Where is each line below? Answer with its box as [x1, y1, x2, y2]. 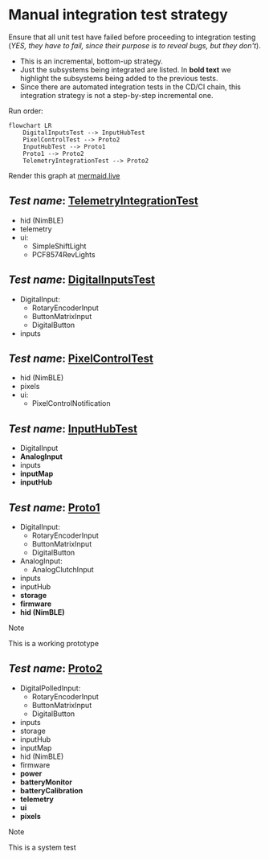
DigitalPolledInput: [19, 683, 81, 693]
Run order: [8, 106, 43, 116]
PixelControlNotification [31, 399, 111, 408]
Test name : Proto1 [8, 501, 100, 514]
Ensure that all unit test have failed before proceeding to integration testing [8, 32, 256, 42]
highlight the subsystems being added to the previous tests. [19, 73, 218, 83]
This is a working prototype [8, 639, 99, 648]
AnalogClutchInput [31, 565, 94, 574]
